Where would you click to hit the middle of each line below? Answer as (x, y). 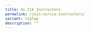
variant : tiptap (22, 18)
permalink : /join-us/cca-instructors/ (45, 14)
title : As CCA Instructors (33, 9)
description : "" (22, 23)
